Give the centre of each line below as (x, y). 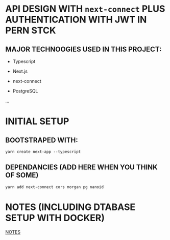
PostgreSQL (25, 91)
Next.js (20, 71)
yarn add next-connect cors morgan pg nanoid (54, 187)
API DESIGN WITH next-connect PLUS (85, 9)
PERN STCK (31, 31)
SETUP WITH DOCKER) (55, 218)
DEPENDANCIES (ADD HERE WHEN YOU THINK (81, 168)
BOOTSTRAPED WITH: (42, 140)
